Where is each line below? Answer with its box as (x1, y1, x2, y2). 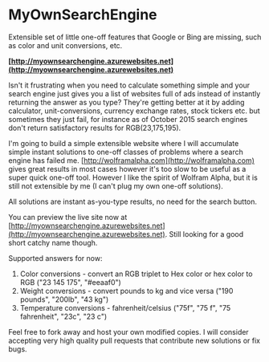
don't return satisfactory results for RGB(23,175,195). (8, 123, 181, 132)
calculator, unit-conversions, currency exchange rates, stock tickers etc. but (8, 106, 261, 116)
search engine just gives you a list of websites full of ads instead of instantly (8, 88, 261, 98)
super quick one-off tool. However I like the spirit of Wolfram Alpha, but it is (8, 173, 259, 182)
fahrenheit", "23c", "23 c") (19, 311, 108, 321)
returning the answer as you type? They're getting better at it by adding (8, 97, 245, 107)
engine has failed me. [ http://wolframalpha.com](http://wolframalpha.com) (8, 155, 255, 165)
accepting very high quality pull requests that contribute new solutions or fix (8, 336, 261, 345)
